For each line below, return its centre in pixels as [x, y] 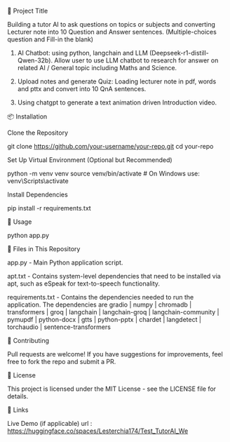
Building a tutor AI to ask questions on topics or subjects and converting [111, 24]
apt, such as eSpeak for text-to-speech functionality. [83, 283]
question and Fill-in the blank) [50, 39]
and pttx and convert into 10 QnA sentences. [82, 89]
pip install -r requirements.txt [49, 208]
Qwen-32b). [35, 60]
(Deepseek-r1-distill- [179, 53]
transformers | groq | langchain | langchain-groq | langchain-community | [113, 312]
